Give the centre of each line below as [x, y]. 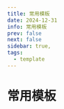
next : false [24, 40]
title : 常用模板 [29, 14]
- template [29, 59]
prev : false [24, 33]
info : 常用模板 [27, 27]
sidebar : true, [29, 46]
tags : [15, 53]
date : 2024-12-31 [32, 20]
